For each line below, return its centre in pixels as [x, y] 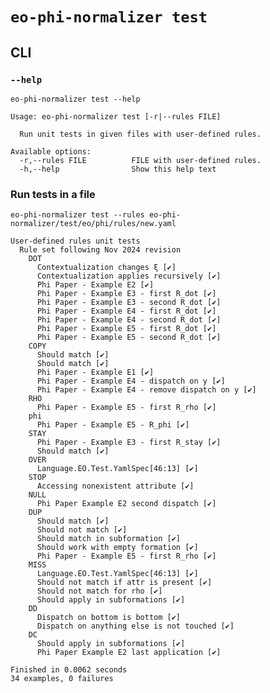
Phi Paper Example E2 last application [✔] [129, 653]
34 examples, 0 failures [62, 679]
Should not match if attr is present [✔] [124, 583]
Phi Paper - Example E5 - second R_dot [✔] [129, 338]
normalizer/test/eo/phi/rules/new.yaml [93, 224]
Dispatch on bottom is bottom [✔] [109, 618]
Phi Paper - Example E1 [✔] [95, 373]
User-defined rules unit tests [75, 241]
